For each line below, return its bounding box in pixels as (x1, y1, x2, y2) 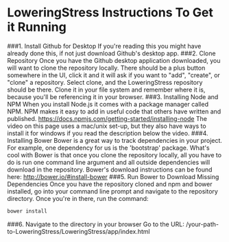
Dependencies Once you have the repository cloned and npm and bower (7, 180, 213, 188)
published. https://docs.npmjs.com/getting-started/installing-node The (7, 114, 208, 122)
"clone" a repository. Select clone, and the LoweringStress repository (7, 78, 203, 86)
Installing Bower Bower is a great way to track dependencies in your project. (7, 136, 223, 144)
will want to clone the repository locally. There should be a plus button (7, 64, 206, 72)
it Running (7, 19, 67, 35)
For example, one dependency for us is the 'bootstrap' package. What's (7, 144, 210, 152)
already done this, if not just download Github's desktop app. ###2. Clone (7, 49, 216, 57)
